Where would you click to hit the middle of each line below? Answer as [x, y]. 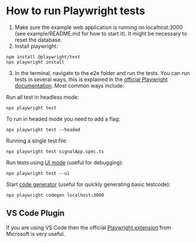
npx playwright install [35, 62]
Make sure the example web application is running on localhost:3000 [99, 27]
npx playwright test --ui [38, 173]
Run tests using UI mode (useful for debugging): [65, 162]
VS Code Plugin [35, 213]
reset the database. [38, 40]
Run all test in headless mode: [43, 97]
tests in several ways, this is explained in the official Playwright [91, 79]
